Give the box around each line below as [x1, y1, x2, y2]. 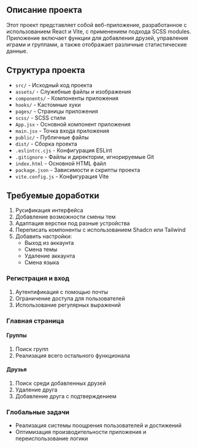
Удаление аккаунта [24, 252, 75, 260]
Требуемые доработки [6, 190, 99, 201]
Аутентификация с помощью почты [15, 288, 109, 295]
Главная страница [6, 316, 64, 325]
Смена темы [24, 245, 58, 253]
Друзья [6, 366, 27, 373]
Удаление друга [15, 386, 58, 393]
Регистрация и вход [6, 274, 69, 283]
